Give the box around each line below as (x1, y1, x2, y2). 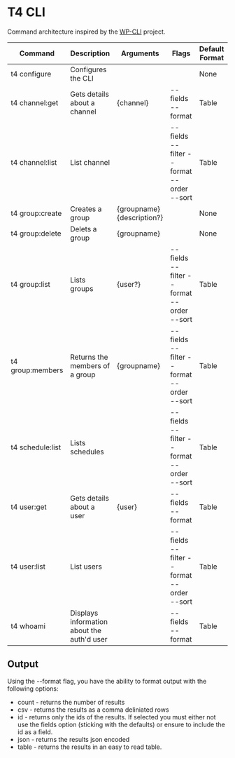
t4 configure (10, 69, 52, 79)
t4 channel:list (10, 157, 57, 167)
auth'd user (69, 634, 108, 644)
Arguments (121, 48, 159, 58)
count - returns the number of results (17, 698, 125, 706)
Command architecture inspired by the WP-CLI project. (7, 27, 166, 36)
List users (69, 562, 103, 571)
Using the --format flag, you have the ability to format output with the (7, 677, 207, 685)
